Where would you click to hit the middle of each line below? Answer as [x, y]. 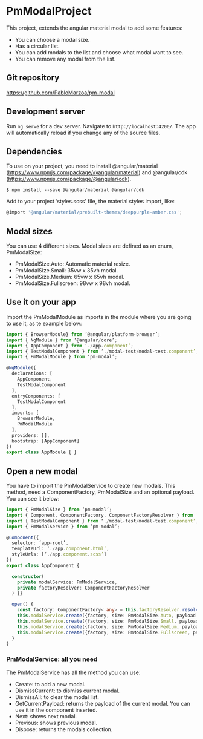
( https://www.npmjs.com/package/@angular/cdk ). [69, 179]
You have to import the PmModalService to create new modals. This [91, 486]
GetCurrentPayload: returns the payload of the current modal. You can [102, 703]
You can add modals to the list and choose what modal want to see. [99, 52]
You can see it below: [33, 499]
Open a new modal [42, 471]
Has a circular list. [37, 46]
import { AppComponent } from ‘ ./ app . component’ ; [70, 346]
